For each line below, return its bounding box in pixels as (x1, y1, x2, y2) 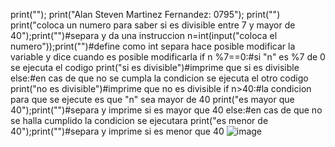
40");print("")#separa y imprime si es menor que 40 (10, 125, 225, 137)
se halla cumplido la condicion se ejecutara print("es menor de (10, 115, 269, 126)
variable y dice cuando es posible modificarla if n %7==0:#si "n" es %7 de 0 (10, 51, 326, 63)
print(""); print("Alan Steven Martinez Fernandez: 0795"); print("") (10, 9, 281, 20)
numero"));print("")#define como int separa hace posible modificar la (10, 40, 296, 52)
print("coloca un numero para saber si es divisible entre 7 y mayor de (10, 19, 296, 31)
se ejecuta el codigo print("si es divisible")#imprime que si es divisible (10, 62, 300, 73)
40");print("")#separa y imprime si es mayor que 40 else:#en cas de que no (10, 104, 323, 116)
